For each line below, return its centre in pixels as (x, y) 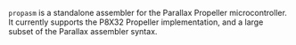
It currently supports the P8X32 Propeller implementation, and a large (136, 22)
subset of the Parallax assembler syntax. (83, 31)
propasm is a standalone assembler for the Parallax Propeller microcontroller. (148, 13)
